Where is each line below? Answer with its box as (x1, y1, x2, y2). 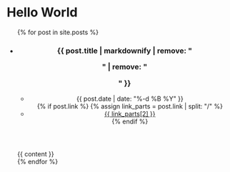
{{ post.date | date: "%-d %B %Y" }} (76, 94, 184, 103)
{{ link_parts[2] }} (104, 109, 156, 118)
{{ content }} (16, 149, 54, 158)
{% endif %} (111, 117, 149, 126)
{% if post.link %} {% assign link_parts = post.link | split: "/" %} (36, 101, 223, 111)
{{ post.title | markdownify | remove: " (56, 46, 193, 56)
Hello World (6, 4, 78, 21)
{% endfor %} (16, 157, 59, 166)
